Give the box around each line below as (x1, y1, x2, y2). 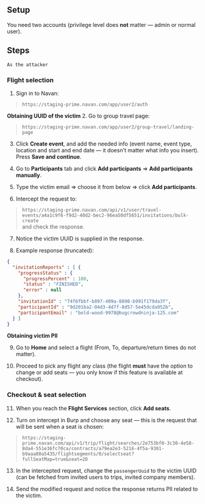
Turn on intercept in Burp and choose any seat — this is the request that (15, 416, 197, 424)
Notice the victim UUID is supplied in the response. (15, 235, 144, 242)
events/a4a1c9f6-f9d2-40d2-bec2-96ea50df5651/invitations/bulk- (21, 212, 189, 218)
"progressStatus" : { (18, 270, 73, 276)
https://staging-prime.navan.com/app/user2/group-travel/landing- (21, 124, 195, 130)
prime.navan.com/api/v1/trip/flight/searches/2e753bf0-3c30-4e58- (21, 440, 195, 446)
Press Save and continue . (15, 153, 82, 160)
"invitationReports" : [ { (12, 264, 81, 270)
